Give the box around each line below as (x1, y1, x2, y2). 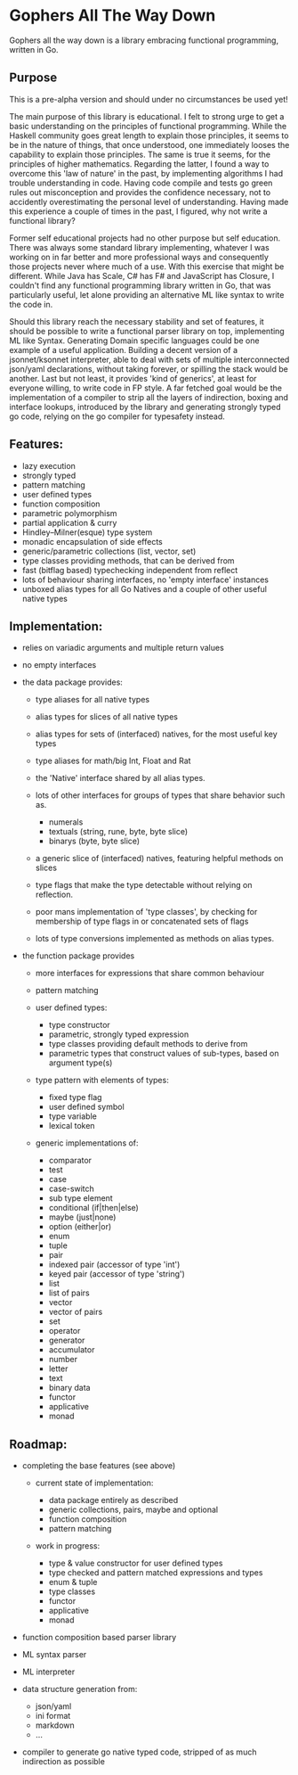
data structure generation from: (21, 1684, 138, 1695)
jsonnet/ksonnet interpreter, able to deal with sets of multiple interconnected (9, 354, 290, 365)
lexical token (48, 1121, 95, 1131)
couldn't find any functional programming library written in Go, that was (9, 280, 271, 291)
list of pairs (48, 1287, 91, 1298)
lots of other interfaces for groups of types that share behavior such (35, 790, 286, 801)
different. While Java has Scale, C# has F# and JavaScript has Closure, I (9, 270, 275, 281)
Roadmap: (9, 1436, 68, 1451)
